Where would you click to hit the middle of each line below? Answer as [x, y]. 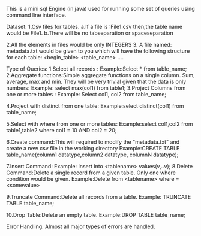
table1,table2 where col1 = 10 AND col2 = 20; [61, 130]
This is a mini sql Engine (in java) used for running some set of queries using [100, 9]
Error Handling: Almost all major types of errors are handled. [81, 226]
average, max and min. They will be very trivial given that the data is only [96, 81]
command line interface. [36, 15]
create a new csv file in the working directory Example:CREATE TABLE [93, 148]
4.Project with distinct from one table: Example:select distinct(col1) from [95, 106]
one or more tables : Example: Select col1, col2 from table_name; [86, 94]
